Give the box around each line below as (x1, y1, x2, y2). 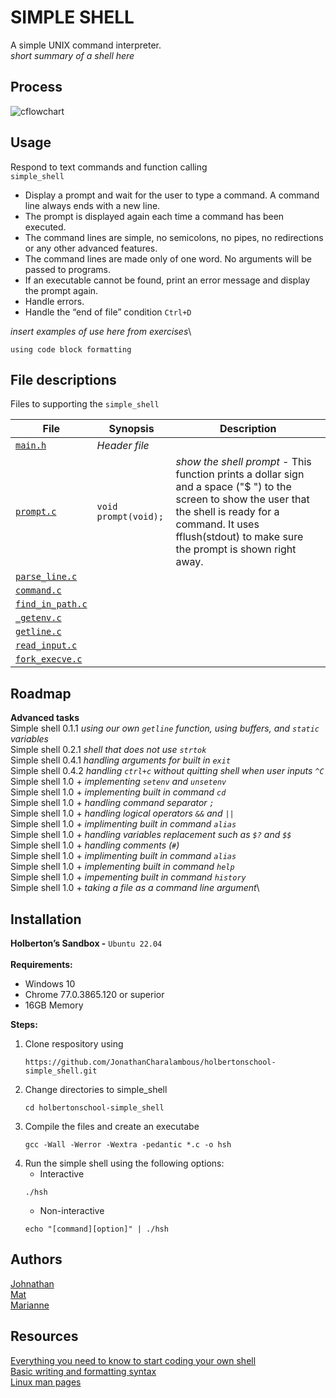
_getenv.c (15, 612, 62, 624)
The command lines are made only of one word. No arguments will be (24, 252, 312, 265)
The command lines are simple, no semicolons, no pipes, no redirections (24, 231, 324, 243)
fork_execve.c (15, 654, 83, 665)
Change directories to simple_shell (24, 1084, 168, 1095)
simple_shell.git (24, 1066, 98, 1076)
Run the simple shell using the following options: (24, 1157, 225, 1169)
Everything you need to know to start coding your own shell (10, 1354, 257, 1366)
